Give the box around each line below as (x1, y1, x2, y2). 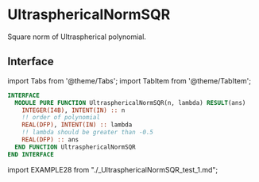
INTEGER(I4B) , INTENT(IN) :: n (21, 106, 126, 114)
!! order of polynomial (21, 114, 101, 122)
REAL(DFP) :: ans (21, 136, 79, 144)
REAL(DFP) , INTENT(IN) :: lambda (21, 121, 133, 129)
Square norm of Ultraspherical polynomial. (7, 32, 146, 41)
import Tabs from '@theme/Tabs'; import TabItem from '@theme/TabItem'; (7, 76, 252, 85)
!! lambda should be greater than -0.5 (21, 129, 154, 137)
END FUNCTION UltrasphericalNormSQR (14, 143, 136, 151)
